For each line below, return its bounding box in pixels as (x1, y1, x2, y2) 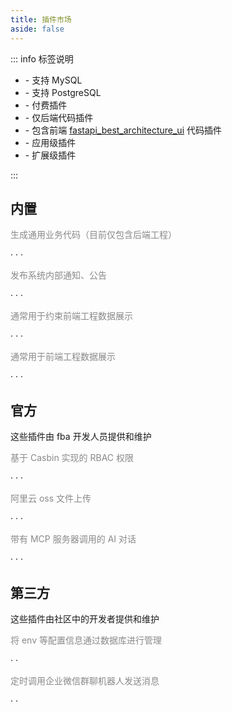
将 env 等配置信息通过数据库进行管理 (10, 634, 162, 646)
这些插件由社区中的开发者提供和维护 (10, 612, 160, 625)
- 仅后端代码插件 (24, 111, 94, 123)
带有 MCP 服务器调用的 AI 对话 (10, 533, 137, 545)
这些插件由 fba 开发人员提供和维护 (10, 431, 152, 443)
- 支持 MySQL (24, 74, 83, 86)
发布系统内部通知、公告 (10, 269, 107, 281)
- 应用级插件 (24, 136, 77, 148)
